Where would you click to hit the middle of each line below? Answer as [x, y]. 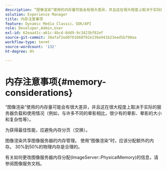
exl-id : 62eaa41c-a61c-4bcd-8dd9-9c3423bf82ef [54, 33]
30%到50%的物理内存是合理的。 [49, 147]
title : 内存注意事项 [24, 19]
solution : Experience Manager [37, 14]
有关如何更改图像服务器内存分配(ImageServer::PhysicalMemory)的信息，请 [82, 158]
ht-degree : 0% [20, 51]
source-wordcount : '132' [31, 47]
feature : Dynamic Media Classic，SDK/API [48, 24]
